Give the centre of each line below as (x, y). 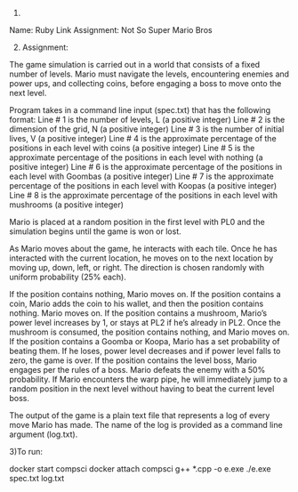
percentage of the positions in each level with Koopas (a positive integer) (143, 186)
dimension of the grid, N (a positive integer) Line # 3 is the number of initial (147, 129)
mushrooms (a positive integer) (67, 205)
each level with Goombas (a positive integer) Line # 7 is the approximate (141, 176)
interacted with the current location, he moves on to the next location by (141, 258)
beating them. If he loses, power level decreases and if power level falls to (145, 351)
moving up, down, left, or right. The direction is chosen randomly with (137, 267)
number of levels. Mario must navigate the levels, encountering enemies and (149, 74)
